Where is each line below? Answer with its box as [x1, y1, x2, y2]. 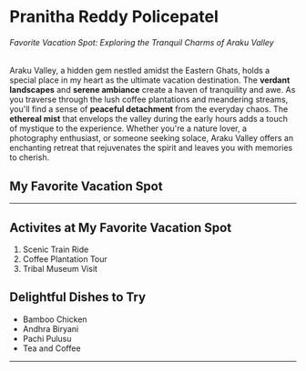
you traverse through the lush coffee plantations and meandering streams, [9, 94, 289, 105]
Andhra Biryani [22, 323, 79, 334]
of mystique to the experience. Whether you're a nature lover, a [9, 123, 248, 134]
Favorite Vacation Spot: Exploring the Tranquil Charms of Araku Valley [9, 36, 275, 47]
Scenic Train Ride [22, 244, 89, 256]
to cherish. [9, 152, 50, 163]
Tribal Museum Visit [22, 264, 98, 275]
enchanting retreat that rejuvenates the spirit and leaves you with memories [9, 143, 293, 154]
